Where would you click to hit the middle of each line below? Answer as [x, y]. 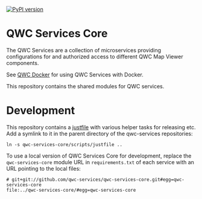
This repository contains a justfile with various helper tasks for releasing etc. [101, 127]
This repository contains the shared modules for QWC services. [85, 86]
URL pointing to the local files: [44, 168]
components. [23, 63]
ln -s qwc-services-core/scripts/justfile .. [64, 144]
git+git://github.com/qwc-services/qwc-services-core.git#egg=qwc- [98, 179]
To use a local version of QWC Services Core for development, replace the [99, 156]
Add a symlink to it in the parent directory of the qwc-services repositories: [99, 133]
